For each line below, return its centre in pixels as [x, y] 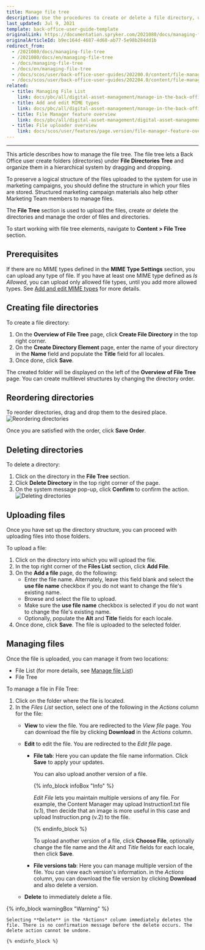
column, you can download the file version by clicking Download [115, 878]
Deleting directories [45, 450]
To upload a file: [27, 548]
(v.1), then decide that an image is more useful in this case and [112, 810]
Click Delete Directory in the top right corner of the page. [88, 483]
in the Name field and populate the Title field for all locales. [90, 354]
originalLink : [24, 35]
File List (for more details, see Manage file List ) [74, 670]
